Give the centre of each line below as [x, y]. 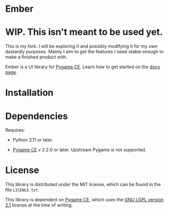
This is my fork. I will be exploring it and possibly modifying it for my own [81, 46]
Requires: [15, 130]
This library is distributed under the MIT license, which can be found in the [83, 185]
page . [11, 72]
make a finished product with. [36, 57]
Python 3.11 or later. [33, 140]
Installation [29, 93]
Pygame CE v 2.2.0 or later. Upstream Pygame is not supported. [79, 150]
